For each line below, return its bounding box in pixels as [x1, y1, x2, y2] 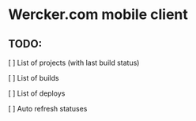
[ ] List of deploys [8, 89, 66, 98]
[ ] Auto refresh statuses [8, 104, 88, 113]
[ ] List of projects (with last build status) [8, 58, 140, 67]
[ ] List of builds [8, 74, 59, 82]
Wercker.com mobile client [8, 6, 188, 24]
